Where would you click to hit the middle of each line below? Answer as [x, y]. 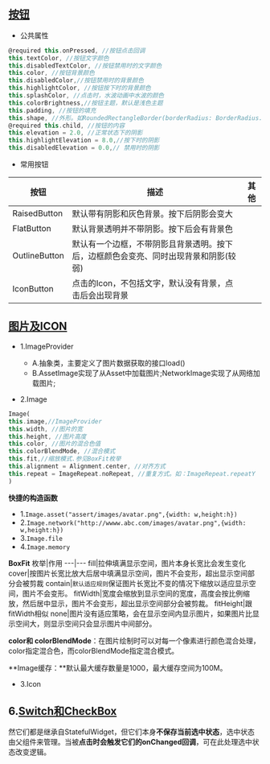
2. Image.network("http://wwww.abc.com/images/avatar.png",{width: [133, 522]
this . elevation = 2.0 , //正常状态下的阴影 [76, 133]
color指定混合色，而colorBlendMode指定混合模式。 [94, 650]
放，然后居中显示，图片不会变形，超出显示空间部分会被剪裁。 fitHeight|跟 [131, 603]
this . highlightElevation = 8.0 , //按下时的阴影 [84, 140]
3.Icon [31, 683]
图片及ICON [38, 326]
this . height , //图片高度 [47, 436]
